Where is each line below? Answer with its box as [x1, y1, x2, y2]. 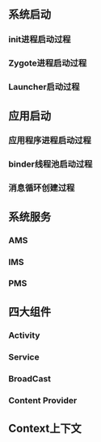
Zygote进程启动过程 [8, 57, 87, 69]
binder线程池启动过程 [8, 158, 93, 170]
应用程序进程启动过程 [8, 135, 91, 146]
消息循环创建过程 [8, 183, 75, 194]
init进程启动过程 [8, 34, 71, 45]
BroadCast [8, 373, 51, 384]
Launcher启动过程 [8, 82, 80, 93]
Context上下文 [8, 421, 82, 435]
